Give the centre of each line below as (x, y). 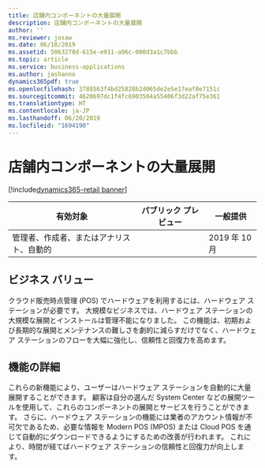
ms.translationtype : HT (47, 103)
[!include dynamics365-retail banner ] (68, 189)
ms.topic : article (38, 60)
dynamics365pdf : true (44, 81)
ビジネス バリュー (51, 280)
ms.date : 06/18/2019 (42, 45)
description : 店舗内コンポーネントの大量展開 (75, 23)
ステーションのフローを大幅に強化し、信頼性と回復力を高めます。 (124, 339)
